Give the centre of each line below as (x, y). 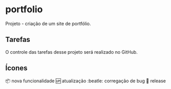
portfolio (24, 9)
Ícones (16, 68)
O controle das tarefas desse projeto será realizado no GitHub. (71, 52)
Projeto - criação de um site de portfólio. (48, 24)
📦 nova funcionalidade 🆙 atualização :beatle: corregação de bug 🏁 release (85, 81)
